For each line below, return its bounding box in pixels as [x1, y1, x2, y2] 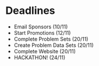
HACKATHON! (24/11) [13, 54, 66, 61]
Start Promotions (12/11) [13, 29, 71, 36]
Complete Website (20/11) [13, 47, 76, 54]
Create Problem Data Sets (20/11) [13, 42, 94, 49]
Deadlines [5, 4, 56, 17]
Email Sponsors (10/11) [13, 23, 68, 30]
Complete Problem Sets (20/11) [13, 35, 89, 42]
